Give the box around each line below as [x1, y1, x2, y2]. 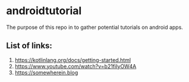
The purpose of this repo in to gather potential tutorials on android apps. [6, 24, 183, 31]
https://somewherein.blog [14, 69, 78, 76]
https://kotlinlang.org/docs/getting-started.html [14, 56, 131, 63]
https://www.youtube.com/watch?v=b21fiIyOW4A [14, 63, 137, 70]
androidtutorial [6, 4, 82, 18]
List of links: [6, 41, 52, 51]
